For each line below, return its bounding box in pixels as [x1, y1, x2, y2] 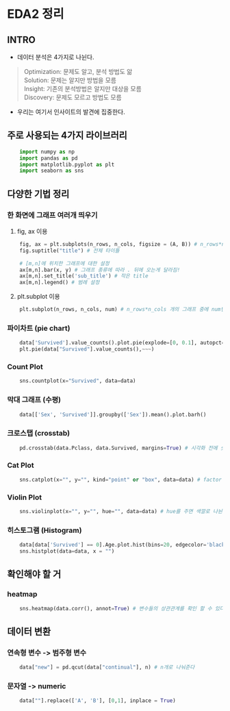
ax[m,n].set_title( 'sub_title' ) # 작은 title [19, 273, 149, 279]
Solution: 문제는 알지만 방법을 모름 [23, 76, 116, 84]
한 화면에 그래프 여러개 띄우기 [7, 210, 98, 220]
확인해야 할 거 [7, 569, 62, 580]
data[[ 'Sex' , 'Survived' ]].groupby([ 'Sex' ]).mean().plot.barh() [19, 411, 207, 418]
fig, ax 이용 [16, 227, 48, 235]
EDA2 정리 [7, 6, 64, 22]
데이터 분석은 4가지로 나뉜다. [16, 53, 94, 61]
